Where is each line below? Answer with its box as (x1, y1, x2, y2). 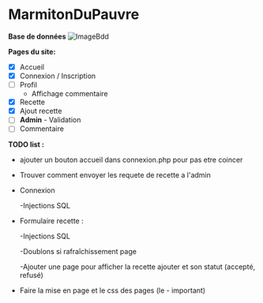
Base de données (8, 32, 66, 41)
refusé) (19, 271, 43, 280)
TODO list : (8, 140, 45, 149)
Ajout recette (19, 107, 62, 116)
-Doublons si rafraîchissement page (19, 247, 137, 256)
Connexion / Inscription (19, 71, 96, 80)
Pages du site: (8, 47, 56, 56)
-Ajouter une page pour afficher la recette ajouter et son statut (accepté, (19, 262, 256, 271)
